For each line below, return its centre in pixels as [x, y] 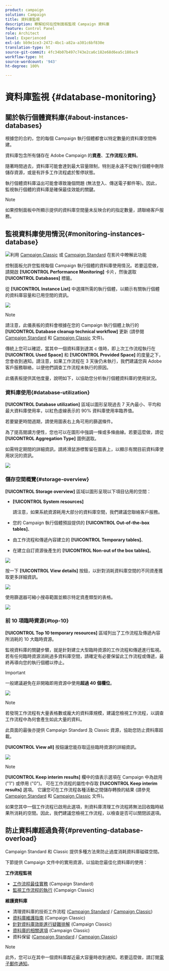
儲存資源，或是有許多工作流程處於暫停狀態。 [52, 173]
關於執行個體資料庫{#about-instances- [67, 117]
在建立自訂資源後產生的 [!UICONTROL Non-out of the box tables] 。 [83, 550]
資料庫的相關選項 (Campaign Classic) [51, 930]
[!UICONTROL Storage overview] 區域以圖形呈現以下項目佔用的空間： [78, 491]
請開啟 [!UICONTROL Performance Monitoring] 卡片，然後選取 [71, 272]
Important [15, 673]
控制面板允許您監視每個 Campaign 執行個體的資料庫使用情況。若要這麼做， [83, 265]
